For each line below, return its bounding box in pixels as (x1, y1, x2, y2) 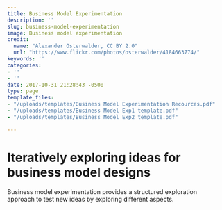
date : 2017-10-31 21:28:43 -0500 (7, 81, 104, 88)
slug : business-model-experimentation (7, 23, 119, 30)
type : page (7, 88, 39, 95)
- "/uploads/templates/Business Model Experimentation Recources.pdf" (7, 101, 216, 108)
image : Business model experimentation (7, 29, 123, 37)
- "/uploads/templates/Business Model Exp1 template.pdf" (7, 107, 178, 114)
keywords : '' (7, 56, 45, 63)
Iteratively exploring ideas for (7, 150, 181, 165)
